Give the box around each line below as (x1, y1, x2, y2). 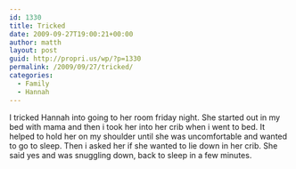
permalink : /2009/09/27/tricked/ (9, 63, 134, 72)
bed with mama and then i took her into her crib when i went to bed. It (9, 121, 266, 132)
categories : (9, 71, 53, 80)
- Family (17, 79, 50, 88)
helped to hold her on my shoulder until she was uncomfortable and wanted (9, 131, 288, 141)
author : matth (9, 37, 62, 47)
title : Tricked (9, 21, 66, 30)
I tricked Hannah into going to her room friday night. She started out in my (9, 112, 281, 123)
